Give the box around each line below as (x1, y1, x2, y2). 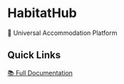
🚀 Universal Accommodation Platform (7, 28, 118, 37)
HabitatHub (7, 5, 77, 21)
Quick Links (7, 49, 61, 61)
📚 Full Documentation (7, 68, 73, 77)
